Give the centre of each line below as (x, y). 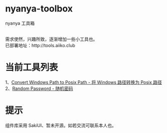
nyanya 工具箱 (20, 23)
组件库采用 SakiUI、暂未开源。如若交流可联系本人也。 (61, 125)
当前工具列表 (32, 67)
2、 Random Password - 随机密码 (39, 88)
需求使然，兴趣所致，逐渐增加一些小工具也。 (51, 39)
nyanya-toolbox (39, 9)
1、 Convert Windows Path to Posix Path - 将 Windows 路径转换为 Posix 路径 (83, 82)
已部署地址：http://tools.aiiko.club (40, 45)
